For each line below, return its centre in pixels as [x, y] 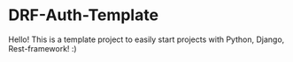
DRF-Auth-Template [84, 15]
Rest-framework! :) [42, 48]
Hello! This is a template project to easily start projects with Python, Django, [146, 39]
